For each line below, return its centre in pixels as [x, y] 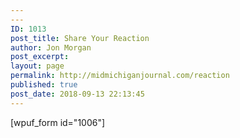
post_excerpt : [40, 57]
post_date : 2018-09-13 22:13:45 [77, 94]
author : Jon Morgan [51, 47]
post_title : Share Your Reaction [80, 38]
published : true [44, 85]
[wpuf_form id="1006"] [58, 122]
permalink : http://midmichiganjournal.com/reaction [120, 76]
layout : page [37, 66]
